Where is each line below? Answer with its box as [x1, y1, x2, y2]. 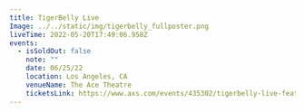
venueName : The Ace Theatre [25, 80, 132, 89]
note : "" [25, 55, 59, 64]
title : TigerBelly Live [9, 13, 100, 23]
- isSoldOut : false [17, 47, 92, 56]
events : [9, 38, 39, 48]
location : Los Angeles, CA [25, 72, 128, 81]
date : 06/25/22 [25, 64, 84, 73]
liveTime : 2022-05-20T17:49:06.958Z [9, 30, 148, 39]
